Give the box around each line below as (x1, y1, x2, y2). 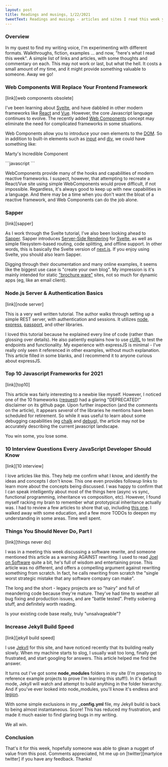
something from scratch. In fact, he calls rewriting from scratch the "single (5, 570, 158, 576)
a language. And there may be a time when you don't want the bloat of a (5, 191, 154, 197)
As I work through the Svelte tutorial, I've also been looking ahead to (5, 230, 146, 236)
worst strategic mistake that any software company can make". (5, 575, 135, 581)
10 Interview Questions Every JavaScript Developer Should (5, 445, 151, 452)
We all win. (5, 721, 27, 727)
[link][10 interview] (5, 463, 44, 469)
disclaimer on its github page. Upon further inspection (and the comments (5, 402, 158, 408)
